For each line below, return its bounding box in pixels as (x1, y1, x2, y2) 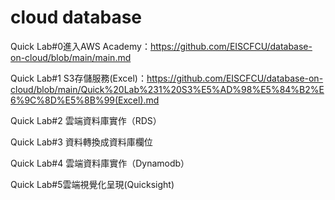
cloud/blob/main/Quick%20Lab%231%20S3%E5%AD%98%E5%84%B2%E (10, 83, 325, 95)
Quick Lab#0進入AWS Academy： (10, 40, 151, 52)
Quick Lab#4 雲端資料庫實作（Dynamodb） (10, 157, 190, 169)
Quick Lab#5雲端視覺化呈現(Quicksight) (10, 178, 175, 190)
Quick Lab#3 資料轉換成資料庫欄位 (10, 136, 153, 148)
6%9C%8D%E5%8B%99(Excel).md (10, 94, 160, 106)
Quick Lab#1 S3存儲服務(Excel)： (10, 72, 147, 84)
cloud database (10, 6, 143, 29)
